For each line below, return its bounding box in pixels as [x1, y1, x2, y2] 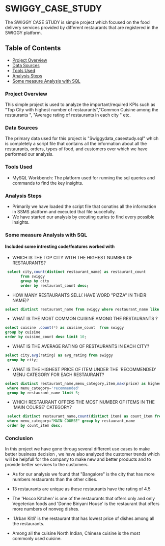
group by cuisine [5, 330, 41, 335]
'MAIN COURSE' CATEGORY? [12, 405, 72, 410]
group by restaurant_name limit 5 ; [7, 390, 80, 395]
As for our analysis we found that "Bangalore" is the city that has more [12, 471, 155, 477]
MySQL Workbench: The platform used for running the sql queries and [12, 174, 155, 180]
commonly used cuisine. [12, 536, 62, 542]
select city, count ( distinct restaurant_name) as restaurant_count [7, 270, 146, 274]
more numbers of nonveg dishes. [12, 506, 80, 512]
